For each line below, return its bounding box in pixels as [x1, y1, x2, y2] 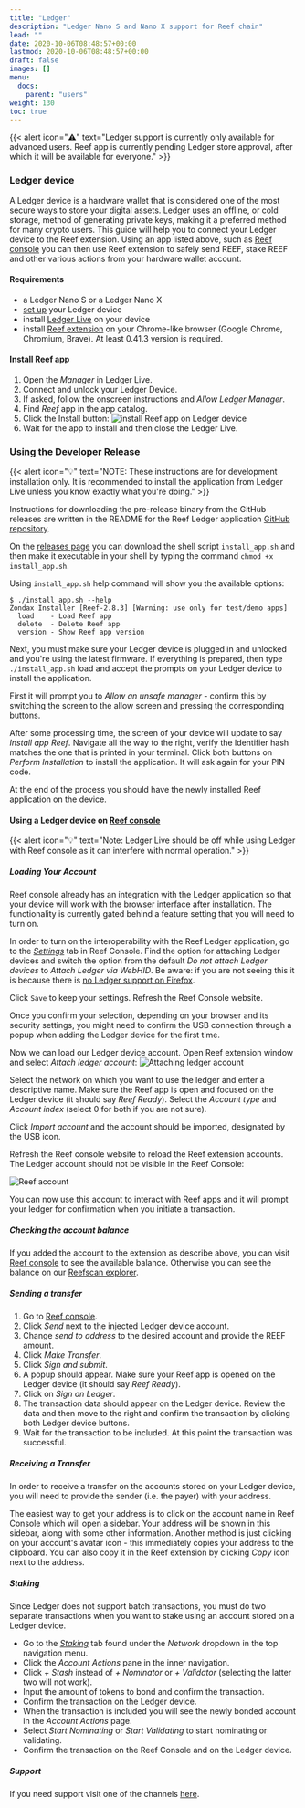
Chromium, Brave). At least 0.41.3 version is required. [22, 332, 224, 343]
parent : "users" [26, 89, 89, 99]
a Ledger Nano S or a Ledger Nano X [22, 294, 163, 305]
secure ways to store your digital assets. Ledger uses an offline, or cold [9, 205, 279, 215]
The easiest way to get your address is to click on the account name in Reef [9, 1508, 295, 1519]
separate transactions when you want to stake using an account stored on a [9, 1611, 295, 1622]
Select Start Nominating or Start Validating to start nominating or [22, 1725, 268, 1736]
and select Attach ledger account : [9, 1056, 138, 1068]
